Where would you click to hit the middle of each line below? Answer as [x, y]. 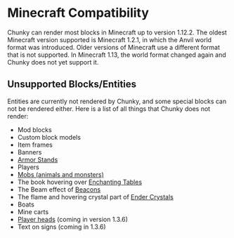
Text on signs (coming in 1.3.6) [62, 227]
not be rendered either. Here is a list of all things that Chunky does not [109, 108]
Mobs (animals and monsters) [60, 174]
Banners [30, 152]
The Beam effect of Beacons [59, 189]
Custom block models [49, 137]
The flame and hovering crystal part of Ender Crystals [95, 197]
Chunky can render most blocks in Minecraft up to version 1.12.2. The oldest [117, 32]
